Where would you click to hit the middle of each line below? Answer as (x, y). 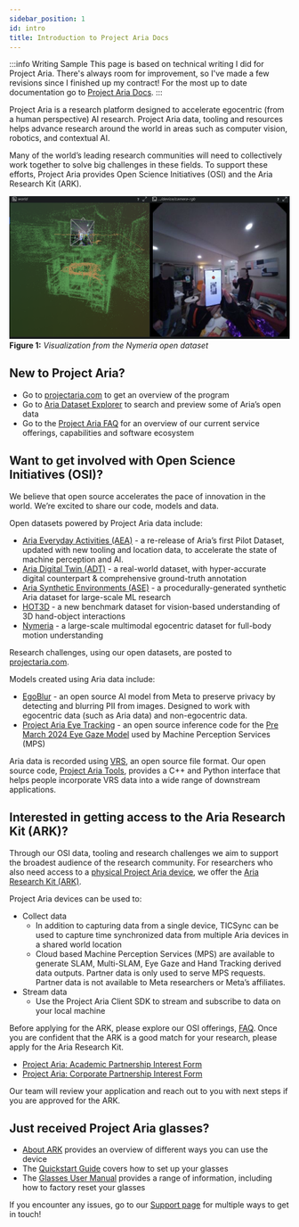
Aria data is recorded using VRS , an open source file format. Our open (137, 761)
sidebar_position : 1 (48, 19)
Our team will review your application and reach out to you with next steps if (149, 1091)
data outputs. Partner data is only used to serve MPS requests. (150, 973)
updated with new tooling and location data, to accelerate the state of (149, 549)
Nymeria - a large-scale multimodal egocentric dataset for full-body (146, 625)
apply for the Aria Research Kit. (67, 1047)
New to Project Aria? (68, 373)
